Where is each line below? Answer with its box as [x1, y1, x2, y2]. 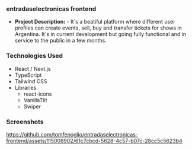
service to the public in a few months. [14, 37, 107, 44]
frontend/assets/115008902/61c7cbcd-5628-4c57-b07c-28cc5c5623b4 [6, 137, 183, 144]
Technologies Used [6, 52, 63, 60]
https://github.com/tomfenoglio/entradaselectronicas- [6, 131, 138, 138]
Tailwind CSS [14, 77, 47, 84]
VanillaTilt [23, 96, 47, 103]
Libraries [14, 84, 37, 91]
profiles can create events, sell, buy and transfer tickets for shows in [14, 24, 182, 31]
